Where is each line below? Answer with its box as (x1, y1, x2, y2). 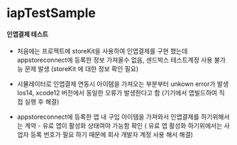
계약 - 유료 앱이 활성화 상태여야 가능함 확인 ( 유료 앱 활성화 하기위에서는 (24, 122, 223, 130)
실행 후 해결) (24, 97, 60, 106)
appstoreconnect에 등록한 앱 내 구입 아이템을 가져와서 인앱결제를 (16, 112, 199, 122)
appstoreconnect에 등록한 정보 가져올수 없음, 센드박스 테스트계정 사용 (16, 55, 213, 65)
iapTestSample (6, 5, 97, 21)
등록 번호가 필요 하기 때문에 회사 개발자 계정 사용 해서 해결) (30, 130, 193, 139)
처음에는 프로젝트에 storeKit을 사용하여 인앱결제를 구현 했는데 (16, 47, 188, 55)
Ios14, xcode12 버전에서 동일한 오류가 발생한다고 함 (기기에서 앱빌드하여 (16, 89, 218, 97)
